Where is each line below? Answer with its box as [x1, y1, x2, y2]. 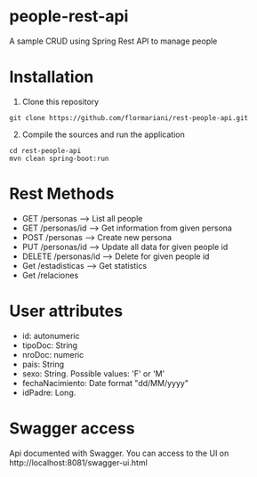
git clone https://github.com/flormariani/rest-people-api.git [9, 113, 249, 122]
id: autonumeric [21, 330, 80, 341]
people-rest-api [9, 6, 129, 27]
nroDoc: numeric [21, 349, 84, 360]
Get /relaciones [21, 270, 79, 280]
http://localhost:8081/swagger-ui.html [9, 457, 149, 468]
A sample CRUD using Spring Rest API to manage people [9, 36, 218, 46]
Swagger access [9, 418, 135, 438]
